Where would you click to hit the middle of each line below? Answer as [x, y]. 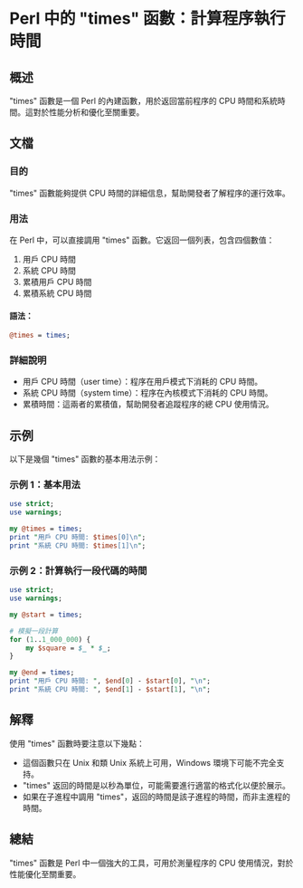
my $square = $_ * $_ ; [68, 648]
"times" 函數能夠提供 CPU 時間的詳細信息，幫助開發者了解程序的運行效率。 [150, 193]
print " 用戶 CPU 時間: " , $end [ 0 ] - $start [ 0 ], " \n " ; [110, 681]
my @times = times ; [46, 529]
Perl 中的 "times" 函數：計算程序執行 [148, 19]
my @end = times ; [42, 673]
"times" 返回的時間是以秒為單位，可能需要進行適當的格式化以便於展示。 [156, 785]
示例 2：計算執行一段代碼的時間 [78, 570]
